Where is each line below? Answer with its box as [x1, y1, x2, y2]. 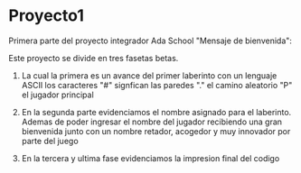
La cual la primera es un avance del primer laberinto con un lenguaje [21, 69, 277, 81]
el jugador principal [21, 89, 94, 100]
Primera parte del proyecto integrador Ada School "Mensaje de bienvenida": [8, 35, 293, 46]
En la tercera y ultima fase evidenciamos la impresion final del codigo [21, 152, 280, 163]
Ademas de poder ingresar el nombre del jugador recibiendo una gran [21, 116, 282, 127]
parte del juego [21, 135, 79, 146]
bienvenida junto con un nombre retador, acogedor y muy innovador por [21, 125, 291, 136]
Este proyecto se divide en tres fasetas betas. [8, 52, 179, 63]
